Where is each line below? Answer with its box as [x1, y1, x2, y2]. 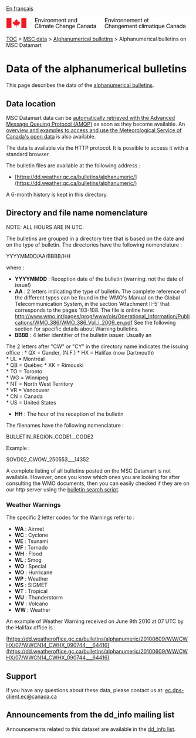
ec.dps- [165, 686, 184, 693]
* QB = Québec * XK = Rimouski [6, 361, 84, 369]
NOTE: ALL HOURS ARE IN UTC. [6, 223, 84, 231]
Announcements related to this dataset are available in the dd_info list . [6, 725, 176, 733]
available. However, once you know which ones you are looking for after [6, 473, 180, 480]
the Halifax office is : [6, 624, 56, 631]
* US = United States [6, 399, 57, 406]
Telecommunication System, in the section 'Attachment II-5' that [14, 300, 170, 307]
